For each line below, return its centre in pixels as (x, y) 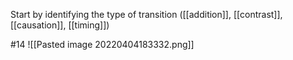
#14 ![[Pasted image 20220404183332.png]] (102, 44)
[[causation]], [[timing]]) (60, 25)
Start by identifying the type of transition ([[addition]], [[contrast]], (146, 14)
